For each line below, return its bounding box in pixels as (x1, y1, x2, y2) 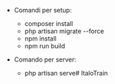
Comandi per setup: (13, 6, 72, 14)
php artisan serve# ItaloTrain (24, 69, 108, 77)
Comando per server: (13, 55, 76, 64)
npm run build (24, 42, 66, 50)
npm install (24, 34, 56, 43)
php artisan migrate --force (24, 27, 104, 35)
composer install (24, 20, 73, 27)
